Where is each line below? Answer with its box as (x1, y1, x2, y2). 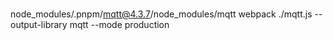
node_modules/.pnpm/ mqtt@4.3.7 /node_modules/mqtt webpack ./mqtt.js (10, 8, 313, 20)
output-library (10, 18, 68, 30)
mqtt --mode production (69, 18, 170, 30)
